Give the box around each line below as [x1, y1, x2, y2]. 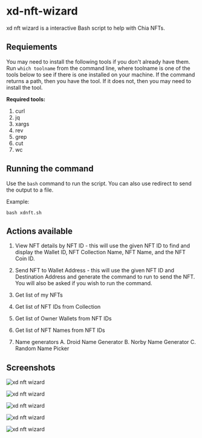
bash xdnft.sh [6, 209, 42, 216]
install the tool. [6, 84, 43, 91]
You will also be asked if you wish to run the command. [15, 280, 152, 287]
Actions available [6, 226, 73, 236]
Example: [6, 198, 30, 205]
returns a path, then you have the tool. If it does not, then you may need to [6, 77, 192, 84]
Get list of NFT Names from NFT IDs [15, 326, 105, 334]
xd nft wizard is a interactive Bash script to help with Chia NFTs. [6, 24, 165, 32]
